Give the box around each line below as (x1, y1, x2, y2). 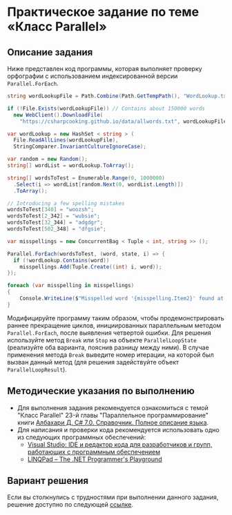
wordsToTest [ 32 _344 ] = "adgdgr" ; (7, 219, 104, 226)
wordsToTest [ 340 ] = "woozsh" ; (7, 206, 95, 213)
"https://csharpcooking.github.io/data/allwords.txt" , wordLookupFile (19, 118, 227, 125)
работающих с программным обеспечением (27, 447, 161, 456)
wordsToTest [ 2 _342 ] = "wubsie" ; (7, 213, 100, 220)
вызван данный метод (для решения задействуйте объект (7, 358, 180, 366)
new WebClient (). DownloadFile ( (13, 111, 104, 118)
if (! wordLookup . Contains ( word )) (13, 257, 110, 264)
